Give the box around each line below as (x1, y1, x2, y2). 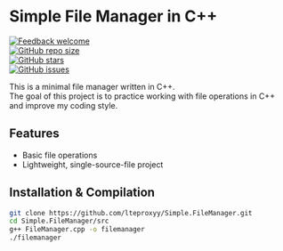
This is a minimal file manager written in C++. (9, 81, 175, 92)
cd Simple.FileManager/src (9, 216, 109, 226)
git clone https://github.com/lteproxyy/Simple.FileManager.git (9, 208, 253, 217)
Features (9, 126, 60, 142)
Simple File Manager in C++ (9, 6, 218, 27)
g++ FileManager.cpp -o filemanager (9, 225, 145, 234)
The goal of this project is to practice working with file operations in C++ (9, 91, 276, 101)
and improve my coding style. (9, 100, 118, 110)
